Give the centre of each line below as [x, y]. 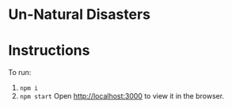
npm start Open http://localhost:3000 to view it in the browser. [122, 96]
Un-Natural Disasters [79, 15]
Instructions [49, 51]
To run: [20, 73]
